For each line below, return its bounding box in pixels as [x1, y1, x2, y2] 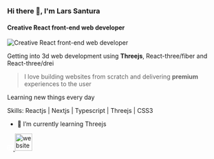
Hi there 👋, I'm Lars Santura [7, 6, 100, 16]
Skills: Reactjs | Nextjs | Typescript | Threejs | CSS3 [7, 107, 153, 115]
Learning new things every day [7, 93, 95, 102]
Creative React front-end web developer [7, 23, 125, 32]
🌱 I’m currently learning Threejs [17, 120, 107, 128]
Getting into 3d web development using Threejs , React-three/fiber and [7, 52, 208, 61]
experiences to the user [23, 80, 92, 88]
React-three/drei [7, 59, 54, 67]
